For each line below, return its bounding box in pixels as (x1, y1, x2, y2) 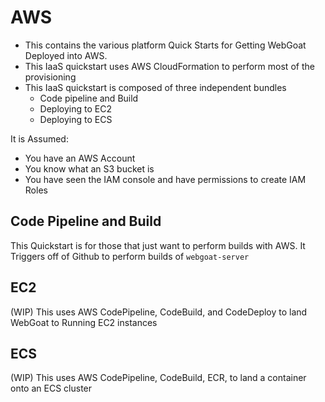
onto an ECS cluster (10, 382, 93, 395)
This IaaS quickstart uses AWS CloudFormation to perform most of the (24, 60, 315, 72)
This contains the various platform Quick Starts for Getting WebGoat (24, 39, 307, 51)
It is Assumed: (10, 132, 69, 145)
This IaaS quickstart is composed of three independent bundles (24, 81, 287, 93)
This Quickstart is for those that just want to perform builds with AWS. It (10, 239, 306, 251)
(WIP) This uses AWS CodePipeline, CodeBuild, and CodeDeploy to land (10, 306, 308, 318)
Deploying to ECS (39, 113, 113, 125)
